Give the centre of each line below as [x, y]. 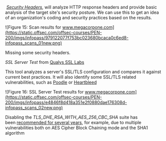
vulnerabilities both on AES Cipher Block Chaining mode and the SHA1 [77, 128]
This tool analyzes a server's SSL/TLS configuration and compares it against [83, 72]
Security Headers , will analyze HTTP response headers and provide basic [82, 7]
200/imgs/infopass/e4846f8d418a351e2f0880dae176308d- [66, 102]
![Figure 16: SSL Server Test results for [45, 92]
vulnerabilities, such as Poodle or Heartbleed [51, 82]
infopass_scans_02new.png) [34, 108]
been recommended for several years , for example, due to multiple [73, 122]
